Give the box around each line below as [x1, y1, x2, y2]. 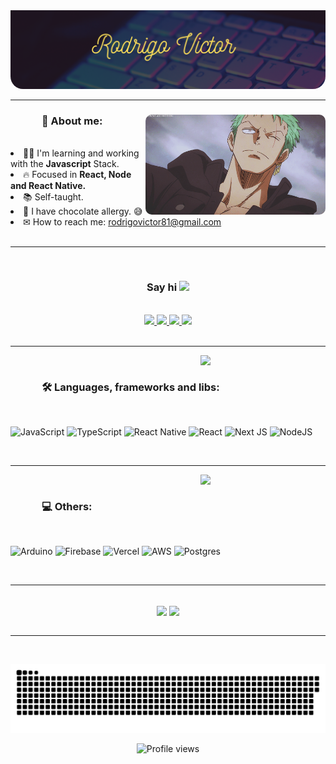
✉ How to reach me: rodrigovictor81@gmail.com [23, 216, 222, 228]
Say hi [146, 280, 178, 294]
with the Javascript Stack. [10, 158, 120, 170]
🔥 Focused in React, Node [23, 169, 132, 181]
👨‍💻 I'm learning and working [23, 147, 140, 159]
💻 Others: [41, 499, 93, 513]
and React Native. [10, 180, 87, 192]
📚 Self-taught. [23, 191, 84, 203]
